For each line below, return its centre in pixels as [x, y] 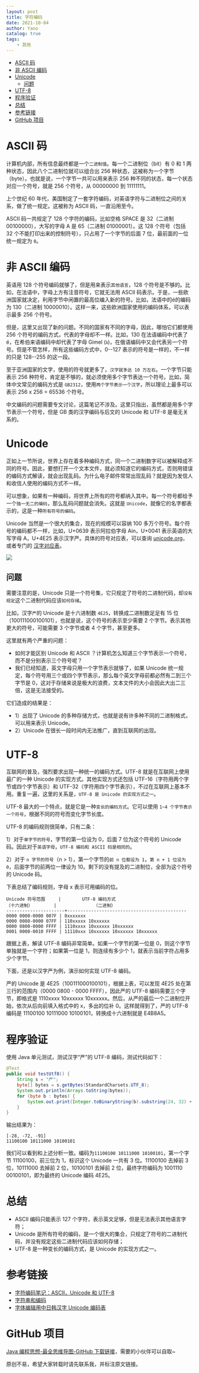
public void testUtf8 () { [38, 1074]
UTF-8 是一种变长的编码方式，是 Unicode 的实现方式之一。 [87, 1249]
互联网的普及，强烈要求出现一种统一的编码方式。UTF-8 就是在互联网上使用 [98, 772]
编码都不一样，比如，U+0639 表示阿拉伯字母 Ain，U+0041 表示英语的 [102, 530]
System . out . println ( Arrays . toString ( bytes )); [74, 1091]
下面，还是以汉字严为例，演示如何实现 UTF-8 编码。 [70, 971]
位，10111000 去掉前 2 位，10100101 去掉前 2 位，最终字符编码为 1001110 [94, 1168]
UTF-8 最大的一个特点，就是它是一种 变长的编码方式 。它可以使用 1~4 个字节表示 [99, 807]
